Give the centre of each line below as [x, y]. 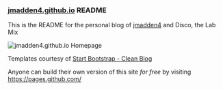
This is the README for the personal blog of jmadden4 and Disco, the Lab [112, 25]
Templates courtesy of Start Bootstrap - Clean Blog [80, 59]
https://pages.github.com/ [44, 79]
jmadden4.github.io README [57, 10]
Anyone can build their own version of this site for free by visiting [100, 72]
